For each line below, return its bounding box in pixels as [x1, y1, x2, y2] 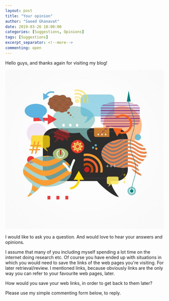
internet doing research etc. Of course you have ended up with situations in [5, 254, 162, 260]
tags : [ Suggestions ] [5, 35, 49, 40]
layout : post [5, 8, 33, 13]
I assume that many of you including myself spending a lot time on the [5, 249, 151, 255]
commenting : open [5, 45, 42, 50]
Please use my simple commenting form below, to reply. [5, 290, 121, 296]
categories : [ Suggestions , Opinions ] [5, 29, 84, 35]
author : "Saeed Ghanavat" [5, 19, 59, 24]
